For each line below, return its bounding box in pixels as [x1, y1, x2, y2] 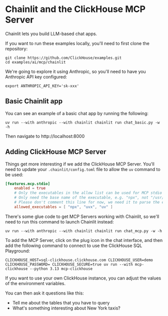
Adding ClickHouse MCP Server [5, 147, 106, 156]
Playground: [5, 247, 30, 253]
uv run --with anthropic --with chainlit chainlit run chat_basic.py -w [5, 120, 160, 125]
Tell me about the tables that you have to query [12, 299, 110, 305]
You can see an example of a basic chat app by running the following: [5, 110, 149, 116]
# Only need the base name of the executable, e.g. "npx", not [14, 195, 149, 200]
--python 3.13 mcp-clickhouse [29, 266, 93, 271]
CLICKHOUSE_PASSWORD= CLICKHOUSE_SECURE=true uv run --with [5, 261, 133, 267]
